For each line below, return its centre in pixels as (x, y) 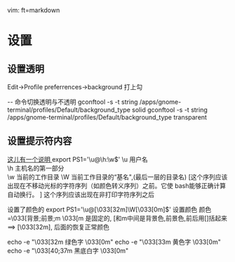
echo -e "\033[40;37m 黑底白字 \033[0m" (68, 250)
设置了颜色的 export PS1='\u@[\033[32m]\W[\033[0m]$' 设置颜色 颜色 (109, 209)
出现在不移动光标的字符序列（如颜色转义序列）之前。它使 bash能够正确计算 (117, 185)
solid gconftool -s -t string (170, 110)
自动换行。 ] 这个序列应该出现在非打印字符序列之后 (81, 194)
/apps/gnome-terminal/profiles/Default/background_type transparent (107, 117)
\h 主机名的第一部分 (36, 168)
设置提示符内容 (40, 141)
